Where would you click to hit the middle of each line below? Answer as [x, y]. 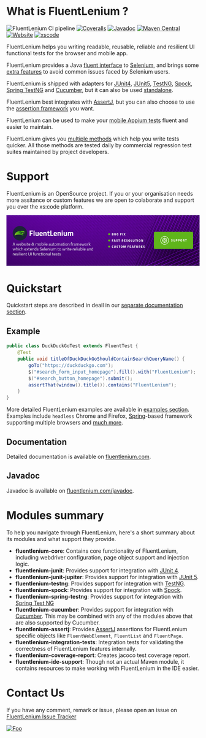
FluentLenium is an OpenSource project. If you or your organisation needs [100, 193]
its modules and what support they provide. [61, 539]
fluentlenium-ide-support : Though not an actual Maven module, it [100, 661]
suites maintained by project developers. [58, 152]
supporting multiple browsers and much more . [65, 423]
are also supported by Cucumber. [57, 622]
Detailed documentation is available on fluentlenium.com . [79, 456]
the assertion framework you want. [51, 108]
